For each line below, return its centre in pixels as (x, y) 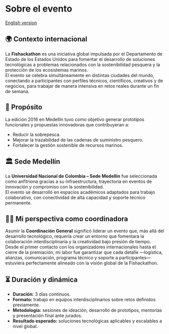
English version (21, 23)
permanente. (18, 203)
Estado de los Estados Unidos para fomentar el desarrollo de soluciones (80, 59)
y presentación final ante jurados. (47, 316)
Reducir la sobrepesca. (37, 135)
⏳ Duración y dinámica (42, 279)
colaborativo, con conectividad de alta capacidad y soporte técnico (75, 197)
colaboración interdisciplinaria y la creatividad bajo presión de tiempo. (78, 242)
